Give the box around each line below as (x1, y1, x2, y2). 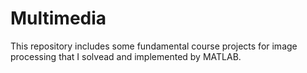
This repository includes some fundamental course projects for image (10, 40, 298, 52)
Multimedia (10, 7, 107, 30)
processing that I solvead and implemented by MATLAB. (10, 50, 242, 62)
